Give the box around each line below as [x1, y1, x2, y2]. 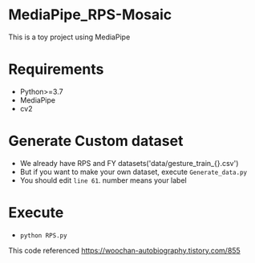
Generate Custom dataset [8, 132, 184, 150]
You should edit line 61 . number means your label [19, 175, 187, 185]
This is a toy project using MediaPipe [8, 32, 131, 42]
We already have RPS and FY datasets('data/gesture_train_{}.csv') [19, 158, 239, 168]
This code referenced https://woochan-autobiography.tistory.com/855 [8, 245, 241, 255]
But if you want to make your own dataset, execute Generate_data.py [19, 167, 247, 176]
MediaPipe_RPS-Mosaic [8, 6, 172, 24]
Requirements [8, 60, 104, 79]
